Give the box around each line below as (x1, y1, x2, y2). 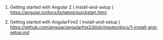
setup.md (9, 30, 30, 35)
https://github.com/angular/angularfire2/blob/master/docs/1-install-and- (9, 24, 158, 30)
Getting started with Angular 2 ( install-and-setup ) (9, 4, 114, 10)
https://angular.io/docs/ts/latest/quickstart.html (9, 9, 107, 15)
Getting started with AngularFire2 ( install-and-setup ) (9, 19, 120, 25)
